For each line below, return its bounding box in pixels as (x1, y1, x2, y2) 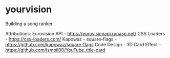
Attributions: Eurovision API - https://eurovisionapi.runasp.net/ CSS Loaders (5, 30, 165, 36)
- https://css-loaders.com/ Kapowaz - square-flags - (5, 36, 117, 42)
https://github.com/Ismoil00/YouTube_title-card (5, 47, 106, 53)
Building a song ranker (5, 21, 53, 27)
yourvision (5, 4, 52, 15)
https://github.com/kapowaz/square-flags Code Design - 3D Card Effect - (5, 41, 161, 47)
